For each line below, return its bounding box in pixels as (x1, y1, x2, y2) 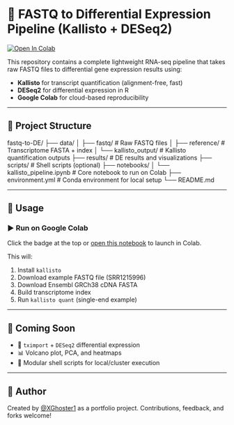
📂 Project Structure (7, 120, 92, 132)
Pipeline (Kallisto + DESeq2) (7, 21, 173, 37)
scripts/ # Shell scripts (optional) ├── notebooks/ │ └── (7, 160, 170, 169)
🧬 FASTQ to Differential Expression (7, 6, 211, 22)
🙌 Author (7, 385, 47, 397)
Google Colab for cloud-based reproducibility (17, 93, 149, 102)
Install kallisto (17, 266, 61, 275)
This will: (7, 252, 33, 261)
